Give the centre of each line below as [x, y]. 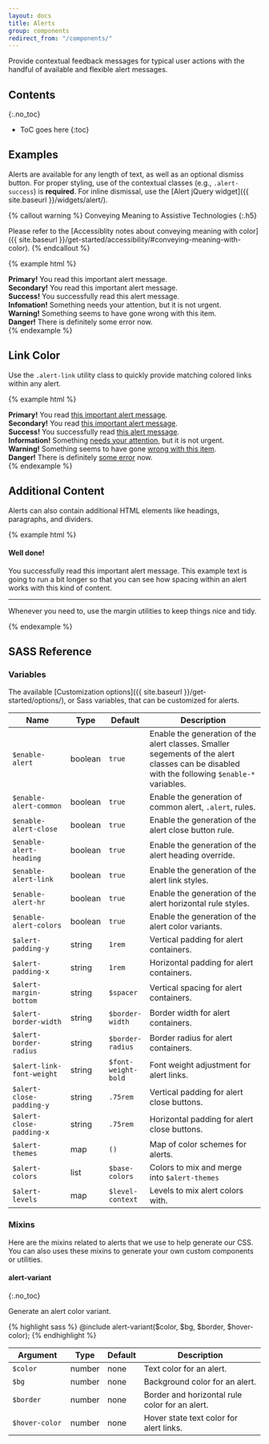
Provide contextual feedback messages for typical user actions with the [126, 61]
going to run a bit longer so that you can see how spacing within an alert [127, 579]
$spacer [123, 993]
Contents [32, 94]
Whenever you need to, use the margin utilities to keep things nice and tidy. [132, 610]
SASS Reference [50, 652]
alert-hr [29, 903]
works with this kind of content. [60, 588]
